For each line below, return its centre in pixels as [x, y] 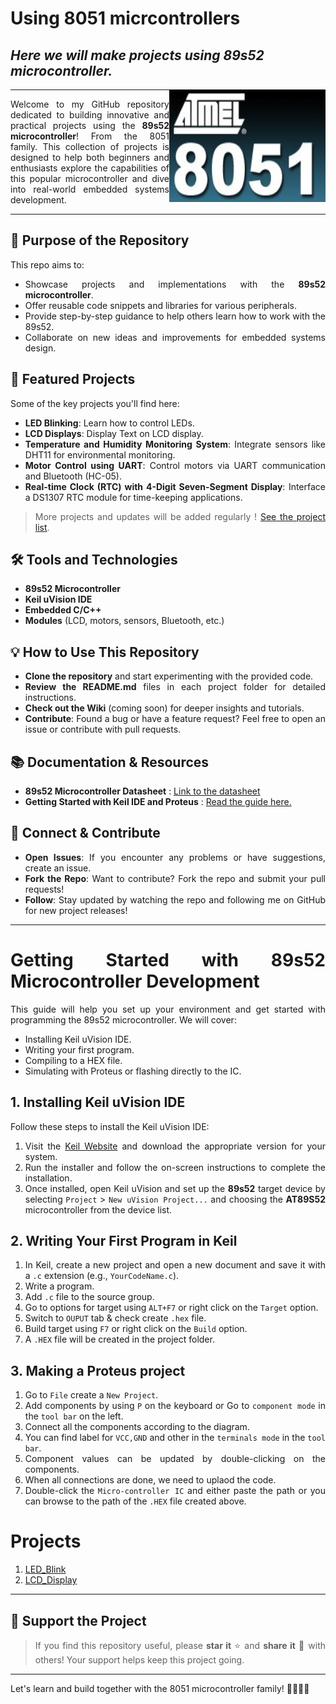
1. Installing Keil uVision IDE [98, 1102]
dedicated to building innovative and [90, 115]
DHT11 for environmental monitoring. [100, 454]
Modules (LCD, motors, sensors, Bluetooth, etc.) [124, 621]
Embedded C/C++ [63, 610]
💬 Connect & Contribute [85, 833]
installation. [48, 1178]
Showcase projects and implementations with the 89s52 [175, 284]
